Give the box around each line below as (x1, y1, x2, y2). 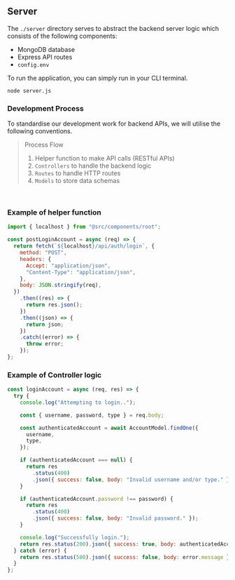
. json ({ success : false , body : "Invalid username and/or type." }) (32, 476, 233, 483)
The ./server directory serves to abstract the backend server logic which (7, 24, 219, 32)
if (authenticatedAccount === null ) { (20, 457, 133, 464)
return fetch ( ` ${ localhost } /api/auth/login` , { (13, 243, 155, 250)
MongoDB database (17, 45, 76, 53)
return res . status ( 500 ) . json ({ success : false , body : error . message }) (20, 553, 233, 560)
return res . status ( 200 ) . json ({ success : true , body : (20, 540, 177, 548)
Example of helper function (7, 208, 101, 217)
